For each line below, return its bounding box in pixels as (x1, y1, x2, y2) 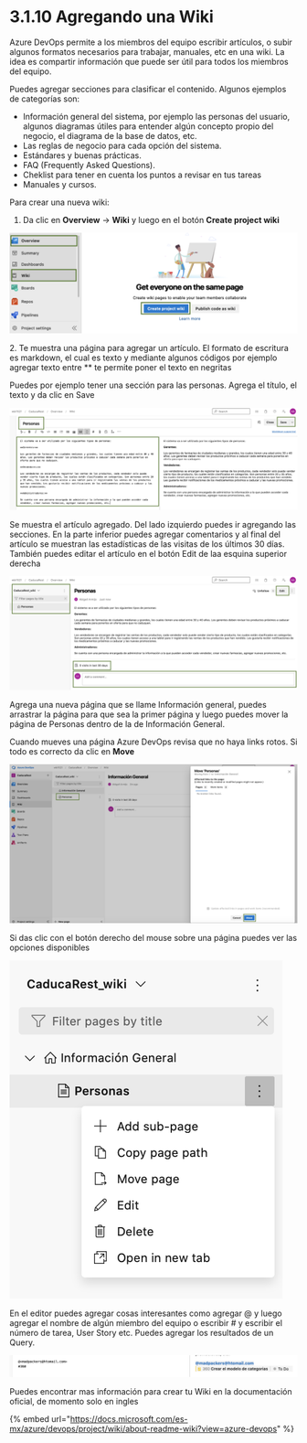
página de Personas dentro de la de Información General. (9, 718, 226, 729)
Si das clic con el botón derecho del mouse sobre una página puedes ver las (9, 932, 298, 943)
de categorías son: (9, 93, 80, 104)
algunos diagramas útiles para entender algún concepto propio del (22, 121, 274, 132)
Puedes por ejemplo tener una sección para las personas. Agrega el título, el (9, 379, 297, 390)
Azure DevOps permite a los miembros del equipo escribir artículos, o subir (9, 37, 292, 48)
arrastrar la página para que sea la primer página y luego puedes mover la (9, 709, 289, 720)
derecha (9, 558, 41, 569)
